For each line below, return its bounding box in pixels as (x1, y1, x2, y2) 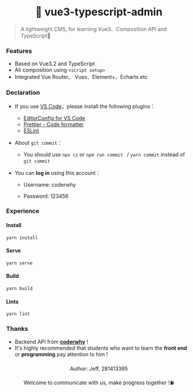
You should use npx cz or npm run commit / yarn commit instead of (23, 151, 185, 158)
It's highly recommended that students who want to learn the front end (14, 344, 187, 351)
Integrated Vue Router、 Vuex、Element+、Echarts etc (14, 74, 148, 81)
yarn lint (6, 311, 31, 317)
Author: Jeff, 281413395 (69, 365, 128, 373)
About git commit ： (14, 139, 63, 146)
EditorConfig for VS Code (23, 114, 85, 121)
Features (6, 46, 32, 55)
